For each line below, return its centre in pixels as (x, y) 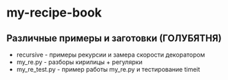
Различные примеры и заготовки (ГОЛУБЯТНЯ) (114, 38)
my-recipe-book (54, 13)
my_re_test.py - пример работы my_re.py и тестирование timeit (108, 69)
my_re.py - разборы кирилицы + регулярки (79, 62)
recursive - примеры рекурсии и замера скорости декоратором (111, 54)
